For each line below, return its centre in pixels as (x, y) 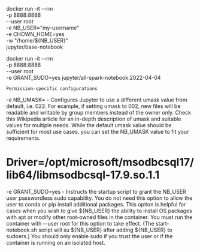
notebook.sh (22, 230)
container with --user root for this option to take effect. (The (80, 223)
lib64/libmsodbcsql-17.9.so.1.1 (83, 175)
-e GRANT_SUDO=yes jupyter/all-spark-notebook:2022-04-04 (84, 78)
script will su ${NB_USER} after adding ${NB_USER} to (105, 230)
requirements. (23, 138)
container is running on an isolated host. (56, 242)
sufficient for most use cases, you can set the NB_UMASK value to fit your (98, 132)
